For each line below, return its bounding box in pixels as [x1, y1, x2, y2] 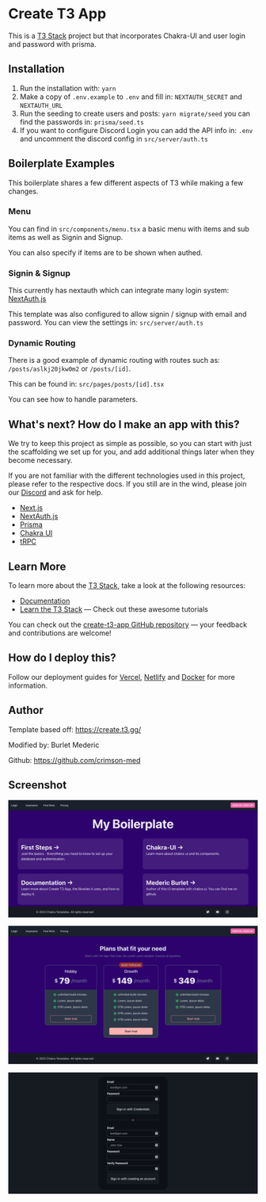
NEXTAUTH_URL [19, 101, 63, 109]
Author [8, 704, 44, 717]
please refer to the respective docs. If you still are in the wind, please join [8, 479, 247, 489]
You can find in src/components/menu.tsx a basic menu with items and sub [8, 223, 249, 234]
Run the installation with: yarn [19, 83, 116, 93]
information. [8, 681, 48, 690]
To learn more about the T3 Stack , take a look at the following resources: [8, 581, 246, 590]
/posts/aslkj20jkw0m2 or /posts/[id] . [8, 364, 131, 373]
